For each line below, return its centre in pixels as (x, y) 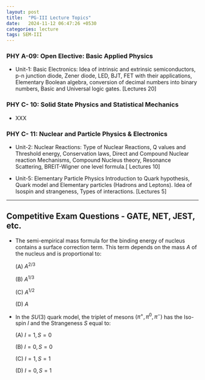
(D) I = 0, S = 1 (33, 371)
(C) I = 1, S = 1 (33, 359)
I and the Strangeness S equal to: (69, 323)
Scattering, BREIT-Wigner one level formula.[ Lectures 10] (88, 167)
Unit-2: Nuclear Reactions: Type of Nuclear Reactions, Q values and (100, 147)
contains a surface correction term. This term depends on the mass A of (106, 247)
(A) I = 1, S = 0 (33, 335)
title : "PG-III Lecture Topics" (49, 18)
